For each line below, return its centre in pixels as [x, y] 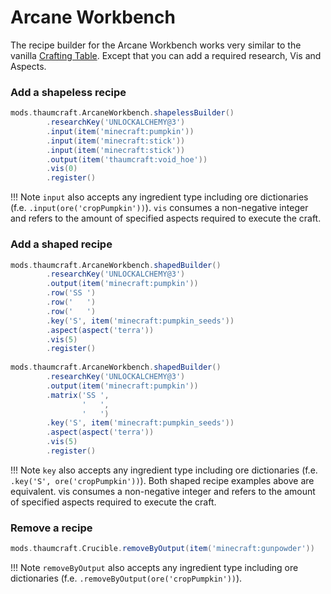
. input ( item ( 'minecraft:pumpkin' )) [120, 131]
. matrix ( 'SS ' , [78, 395]
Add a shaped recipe [61, 244]
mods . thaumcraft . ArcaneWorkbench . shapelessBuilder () [122, 113]
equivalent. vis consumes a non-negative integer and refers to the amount [163, 491]
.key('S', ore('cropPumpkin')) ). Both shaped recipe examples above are [162, 480]
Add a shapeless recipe [68, 92]
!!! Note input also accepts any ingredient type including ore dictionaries [159, 197]
